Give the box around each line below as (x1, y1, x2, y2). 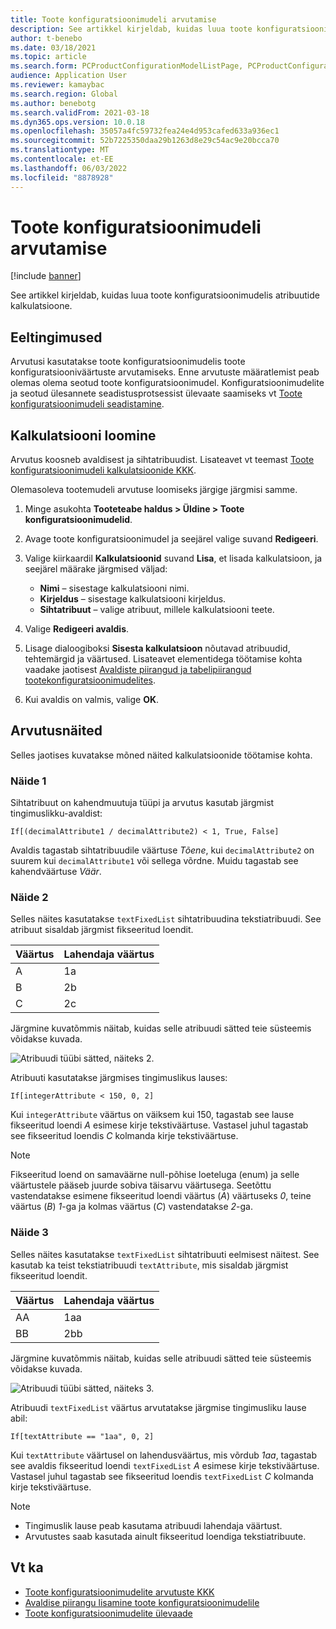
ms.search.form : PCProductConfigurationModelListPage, (10, 61, 244, 71)
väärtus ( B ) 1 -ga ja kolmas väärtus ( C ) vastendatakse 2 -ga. (10, 1201, 253, 1213)
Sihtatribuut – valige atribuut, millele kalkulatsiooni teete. (39, 604, 275, 616)
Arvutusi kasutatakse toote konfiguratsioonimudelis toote (10, 356, 246, 368)
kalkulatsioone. (10, 300, 73, 312)
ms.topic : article (10, 52, 87, 62)
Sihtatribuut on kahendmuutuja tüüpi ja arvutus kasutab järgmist (10, 797, 275, 809)
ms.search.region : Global (10, 89, 118, 99)
